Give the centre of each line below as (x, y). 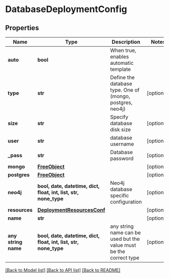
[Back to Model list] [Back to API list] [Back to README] (63, 270)
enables (119, 57)
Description (126, 42)
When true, (123, 50)
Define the (122, 77)
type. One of (125, 90)
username (122, 144)
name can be (125, 233)
